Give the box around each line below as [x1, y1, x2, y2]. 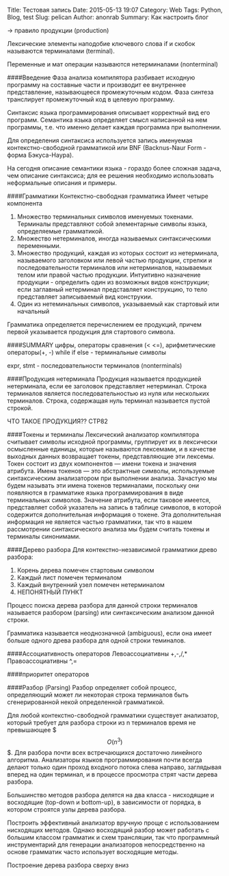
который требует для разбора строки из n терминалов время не [7, 718, 196, 727]
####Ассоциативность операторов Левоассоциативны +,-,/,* [7, 650, 188, 658]
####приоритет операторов [7, 671, 90, 678]
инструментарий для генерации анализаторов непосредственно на [7, 840, 205, 849]
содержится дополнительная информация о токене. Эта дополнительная [7, 510, 221, 518]
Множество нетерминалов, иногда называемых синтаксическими [16, 234, 211, 242]
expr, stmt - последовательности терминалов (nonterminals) [7, 362, 183, 369]
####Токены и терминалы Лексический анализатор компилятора [7, 431, 200, 438]
